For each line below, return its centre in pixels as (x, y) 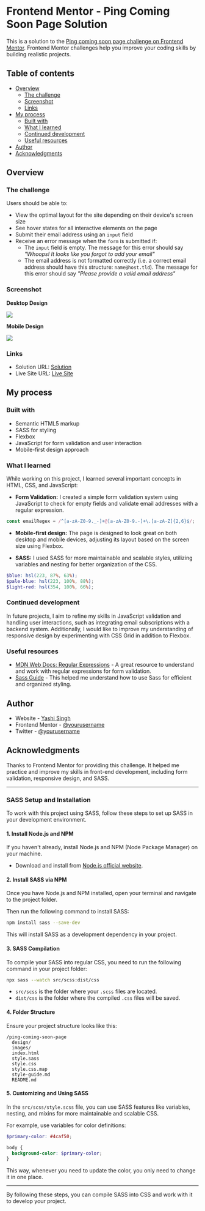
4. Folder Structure (31, 1012)
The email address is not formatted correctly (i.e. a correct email (105, 261)
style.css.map (30, 1069)
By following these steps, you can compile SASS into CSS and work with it (99, 1194)
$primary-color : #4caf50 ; (39, 1136)
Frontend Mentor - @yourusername (60, 724)
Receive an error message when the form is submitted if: (86, 241)
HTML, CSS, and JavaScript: (42, 486)
